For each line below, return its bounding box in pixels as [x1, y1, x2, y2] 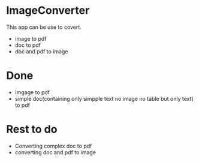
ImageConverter [6, 4, 90, 17]
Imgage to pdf [14, 88, 50, 96]
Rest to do [6, 122, 58, 136]
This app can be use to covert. [6, 23, 82, 31]
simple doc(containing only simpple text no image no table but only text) [14, 95, 194, 102]
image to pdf [14, 35, 47, 42]
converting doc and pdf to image [14, 148, 97, 156]
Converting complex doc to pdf [14, 142, 92, 149]
